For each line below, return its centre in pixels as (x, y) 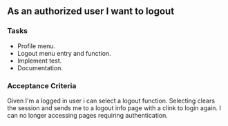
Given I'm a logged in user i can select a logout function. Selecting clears (111, 101)
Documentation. (40, 67)
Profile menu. (36, 46)
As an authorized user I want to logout (91, 11)
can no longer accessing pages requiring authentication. (87, 115)
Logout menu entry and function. (64, 53)
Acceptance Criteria (42, 85)
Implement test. (39, 61)
